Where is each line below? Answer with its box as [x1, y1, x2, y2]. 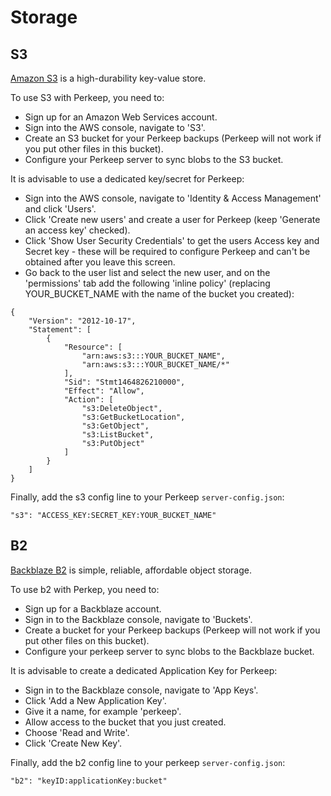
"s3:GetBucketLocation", [81, 412, 186, 422]
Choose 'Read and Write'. [24, 726, 130, 738]
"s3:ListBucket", [81, 430, 155, 440]
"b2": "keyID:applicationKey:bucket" [10, 776, 168, 786]
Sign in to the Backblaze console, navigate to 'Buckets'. [24, 613, 253, 625]
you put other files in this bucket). [24, 143, 164, 155]
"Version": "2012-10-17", [28, 316, 137, 326]
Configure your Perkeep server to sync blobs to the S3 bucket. [24, 154, 284, 165]
